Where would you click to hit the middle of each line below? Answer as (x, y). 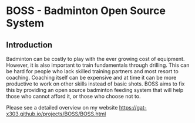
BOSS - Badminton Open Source (86, 11)
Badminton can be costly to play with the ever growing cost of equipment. (95, 59)
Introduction (29, 45)
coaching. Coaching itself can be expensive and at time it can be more (91, 78)
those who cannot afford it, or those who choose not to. (73, 96)
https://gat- (133, 107)
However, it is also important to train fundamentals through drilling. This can (98, 65)
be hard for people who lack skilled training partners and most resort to (93, 71)
